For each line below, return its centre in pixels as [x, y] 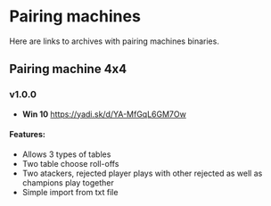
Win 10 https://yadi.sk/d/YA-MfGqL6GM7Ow [104, 114]
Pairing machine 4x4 [68, 69]
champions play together [68, 182]
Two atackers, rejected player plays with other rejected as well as [142, 173]
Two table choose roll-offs [70, 163]
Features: [28, 135]
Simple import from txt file [70, 192]
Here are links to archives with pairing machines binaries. [115, 41]
